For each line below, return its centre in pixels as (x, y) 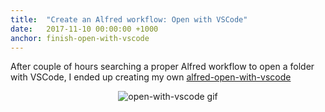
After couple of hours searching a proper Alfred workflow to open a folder (162, 67)
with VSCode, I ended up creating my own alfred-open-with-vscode (151, 77)
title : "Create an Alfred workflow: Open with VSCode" (129, 19)
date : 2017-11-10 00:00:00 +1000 (84, 29)
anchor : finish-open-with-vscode (80, 38)
